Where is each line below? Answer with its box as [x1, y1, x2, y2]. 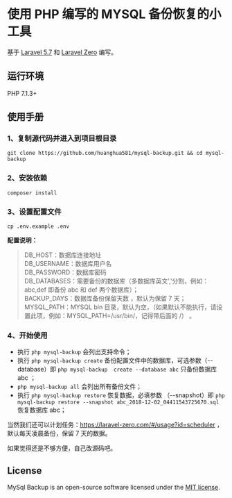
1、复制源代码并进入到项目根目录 [7, 133, 117, 143]
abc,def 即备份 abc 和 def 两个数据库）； [24, 285, 139, 294]
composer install [7, 189, 57, 197]
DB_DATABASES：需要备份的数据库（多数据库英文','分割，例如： [24, 277, 209, 285]
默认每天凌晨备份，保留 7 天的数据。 [7, 429, 111, 438]
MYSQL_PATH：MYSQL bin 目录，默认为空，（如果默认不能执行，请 [24, 303, 217, 311]
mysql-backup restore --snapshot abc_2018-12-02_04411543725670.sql [17, 399, 220, 406]
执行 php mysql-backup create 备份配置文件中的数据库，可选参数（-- [17, 356, 213, 365]
